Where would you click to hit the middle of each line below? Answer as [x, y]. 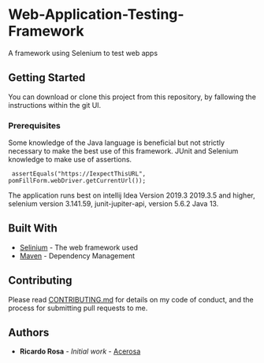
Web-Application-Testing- [96, 15]
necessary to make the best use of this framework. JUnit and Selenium [123, 151]
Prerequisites [34, 125]
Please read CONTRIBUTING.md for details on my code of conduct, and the [131, 299]
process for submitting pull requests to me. [78, 308]
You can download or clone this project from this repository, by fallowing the [132, 97]
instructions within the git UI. [55, 105]
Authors [29, 333]
